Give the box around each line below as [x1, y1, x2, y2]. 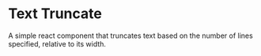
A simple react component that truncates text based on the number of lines [8, 31, 253, 40]
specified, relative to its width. [8, 39, 107, 48]
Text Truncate [8, 5, 103, 23]
